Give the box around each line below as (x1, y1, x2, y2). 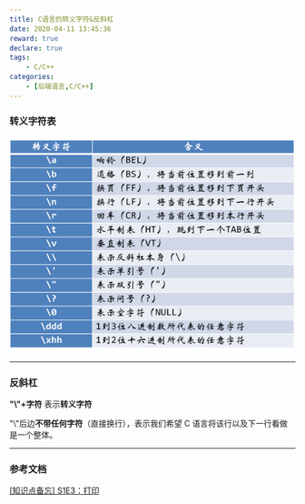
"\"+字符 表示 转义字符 (9, 398, 93, 409)
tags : (9, 53, 30, 63)
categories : (9, 73, 54, 82)
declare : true (9, 44, 64, 53)
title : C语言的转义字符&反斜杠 (9, 15, 114, 24)
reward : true (9, 34, 59, 43)
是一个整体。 (9, 429, 57, 440)
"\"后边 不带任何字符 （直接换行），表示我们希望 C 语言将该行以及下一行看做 (9, 418, 289, 429)
